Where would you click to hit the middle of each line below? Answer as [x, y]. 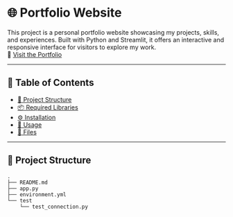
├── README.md [28, 182]
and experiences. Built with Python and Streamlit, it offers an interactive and [115, 40]
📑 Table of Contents [51, 83]
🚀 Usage [29, 124]
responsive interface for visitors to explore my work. [82, 47]
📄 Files [27, 132]
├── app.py [23, 189]
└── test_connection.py [54, 207]
